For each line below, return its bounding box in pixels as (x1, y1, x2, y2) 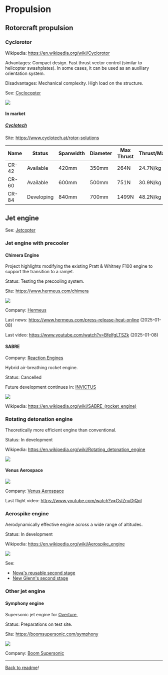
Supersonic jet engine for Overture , (5, 611, 78, 617)
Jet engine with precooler (5, 240, 69, 247)
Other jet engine (5, 588, 45, 595)
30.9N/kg (138, 179, 161, 186)
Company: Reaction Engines (5, 355, 63, 361)
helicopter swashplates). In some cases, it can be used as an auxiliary (5, 65, 149, 71)
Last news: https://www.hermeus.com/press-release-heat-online (5, 317, 139, 323)
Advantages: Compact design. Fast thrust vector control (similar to (5, 59, 142, 66)
